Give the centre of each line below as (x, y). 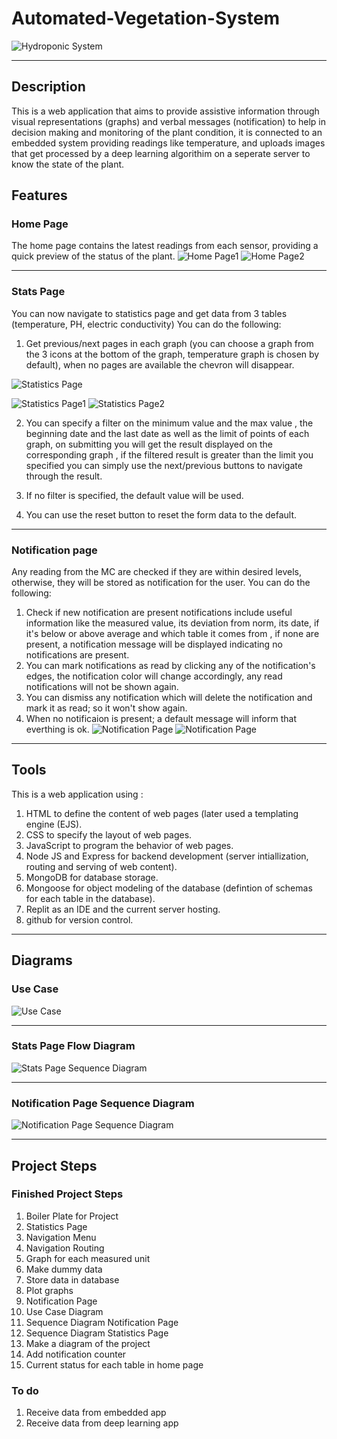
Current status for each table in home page (114, 1364)
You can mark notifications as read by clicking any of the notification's (170, 666)
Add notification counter (76, 1354)
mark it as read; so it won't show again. (106, 708)
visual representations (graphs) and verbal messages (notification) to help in (169, 121)
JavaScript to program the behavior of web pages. (129, 845)
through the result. (64, 476)
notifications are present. (77, 655)
